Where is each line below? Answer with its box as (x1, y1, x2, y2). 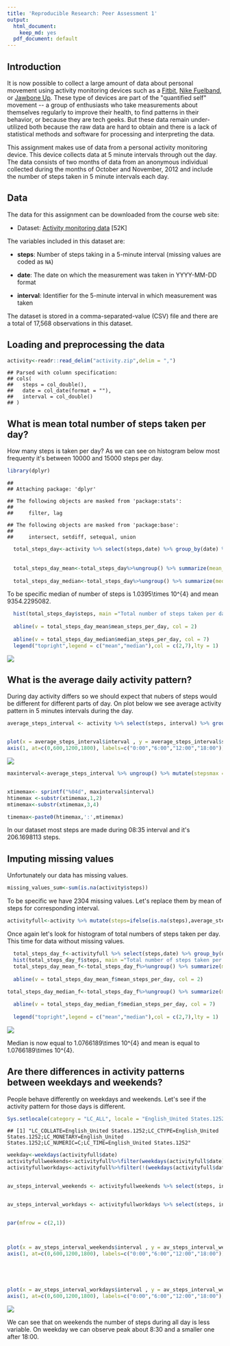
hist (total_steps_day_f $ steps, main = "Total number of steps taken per (13, 956, 222, 963)
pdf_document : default (13, 36, 78, 42)
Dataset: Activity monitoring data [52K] (16, 223, 128, 232)
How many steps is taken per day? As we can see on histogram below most (7, 447, 220, 456)
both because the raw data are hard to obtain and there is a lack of (29, 123, 218, 131)
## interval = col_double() (7, 393, 94, 401)
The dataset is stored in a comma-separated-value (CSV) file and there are (7, 312, 218, 320)
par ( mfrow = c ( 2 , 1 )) (7, 1219, 66, 1226)
